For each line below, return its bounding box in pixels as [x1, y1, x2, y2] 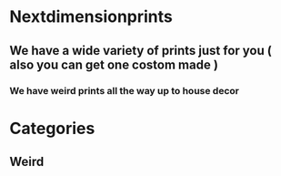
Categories [9, 118, 95, 139]
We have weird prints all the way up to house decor [9, 84, 239, 97]
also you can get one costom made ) [9, 57, 218, 72]
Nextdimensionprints [9, 6, 173, 27]
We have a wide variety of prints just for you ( [9, 43, 273, 58]
